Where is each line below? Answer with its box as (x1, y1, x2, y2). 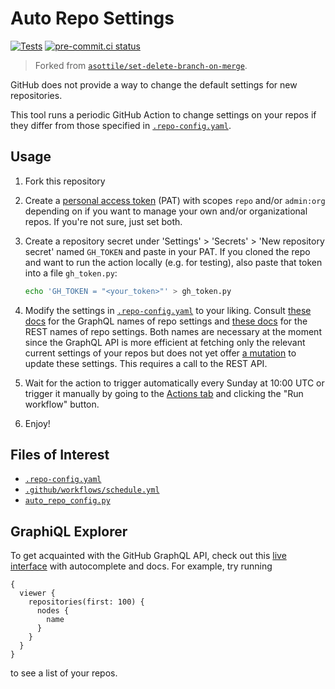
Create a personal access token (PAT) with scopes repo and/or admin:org (24, 194, 326, 206)
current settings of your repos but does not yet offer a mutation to (24, 347, 297, 359)
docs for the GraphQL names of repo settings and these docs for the (24, 315, 308, 327)
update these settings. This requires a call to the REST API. (24, 357, 268, 369)
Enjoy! (24, 417, 51, 429)
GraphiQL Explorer (10, 523, 128, 540)
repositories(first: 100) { (28, 597, 145, 607)
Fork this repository (24, 175, 106, 187)
